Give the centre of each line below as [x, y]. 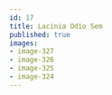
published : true [40, 34]
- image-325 [32, 69]
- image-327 [32, 52]
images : [24, 43]
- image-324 [32, 77]
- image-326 [32, 60]
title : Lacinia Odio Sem [56, 26]
